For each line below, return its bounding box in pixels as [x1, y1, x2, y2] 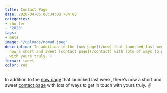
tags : [5, 30, 16, 35]
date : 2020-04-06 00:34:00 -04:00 [5, 12, 77, 17]
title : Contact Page [5, 7, 48, 12]
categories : [5, 16, 30, 21]
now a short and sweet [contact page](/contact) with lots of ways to [9, 49, 159, 54]
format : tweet [5, 58, 35, 63]
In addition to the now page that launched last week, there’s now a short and [5, 77, 162, 83]
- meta [5, 35, 19, 40]
